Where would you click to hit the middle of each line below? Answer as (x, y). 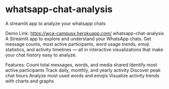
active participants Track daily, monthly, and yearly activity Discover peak (83, 70)
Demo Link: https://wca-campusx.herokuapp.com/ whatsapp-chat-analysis (85, 33)
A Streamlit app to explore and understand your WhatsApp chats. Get (78, 39)
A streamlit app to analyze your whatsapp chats (56, 23)
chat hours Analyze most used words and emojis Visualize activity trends (82, 75)
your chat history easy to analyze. (41, 55)
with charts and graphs (30, 81)
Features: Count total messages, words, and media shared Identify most (81, 65)
